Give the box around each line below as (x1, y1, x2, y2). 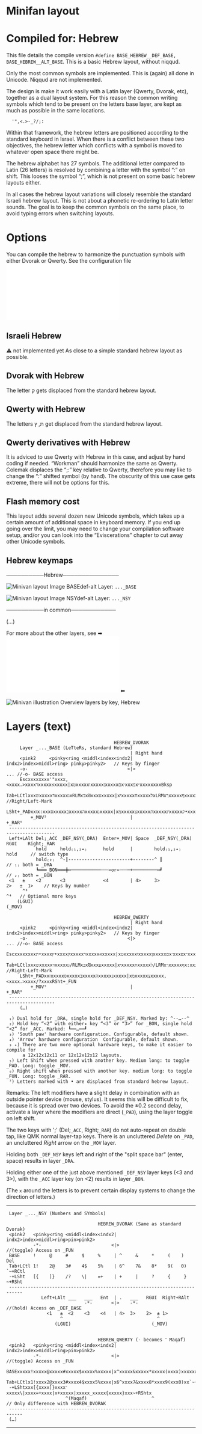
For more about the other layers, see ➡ (6, 630, 103, 637)
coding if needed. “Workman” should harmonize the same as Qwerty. (6, 460, 178, 467)
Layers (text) (6, 720, 72, 734)
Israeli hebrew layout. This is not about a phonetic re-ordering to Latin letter (6, 197, 194, 204)
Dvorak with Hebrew (6, 371, 84, 381)
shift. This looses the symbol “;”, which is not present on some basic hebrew (6, 173, 195, 180)
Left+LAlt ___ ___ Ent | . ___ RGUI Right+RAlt (41, 1295, 189, 1301)
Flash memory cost (6, 496, 80, 506)
